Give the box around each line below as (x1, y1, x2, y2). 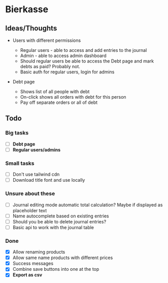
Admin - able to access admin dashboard (20, 52, 107, 59)
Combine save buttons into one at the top (12, 266, 99, 272)
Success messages (12, 261, 54, 267)
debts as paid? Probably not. (20, 64, 80, 69)
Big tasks (5, 129, 29, 136)
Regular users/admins (12, 147, 61, 153)
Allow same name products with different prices (12, 254, 113, 261)
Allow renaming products (12, 249, 65, 255)
